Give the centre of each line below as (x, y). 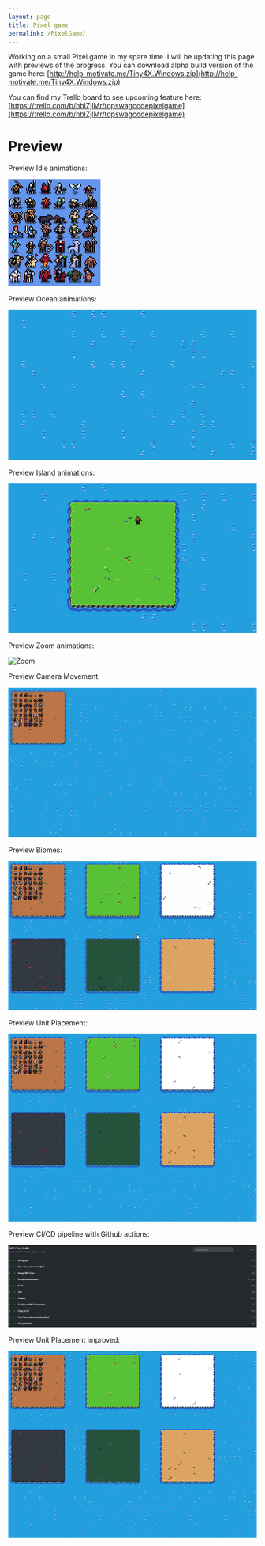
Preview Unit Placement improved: (64, 1339)
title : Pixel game (38, 25)
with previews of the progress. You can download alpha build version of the (131, 65)
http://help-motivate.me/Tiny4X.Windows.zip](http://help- (144, 74)
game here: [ (29, 74)
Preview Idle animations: (48, 168)
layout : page (30, 17)
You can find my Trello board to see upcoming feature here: (105, 97)
